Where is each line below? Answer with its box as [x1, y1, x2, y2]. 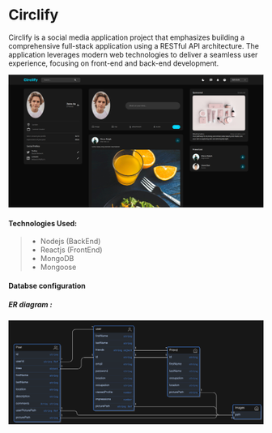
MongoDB [40, 254, 74, 264]
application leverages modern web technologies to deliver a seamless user [8, 49, 258, 59]
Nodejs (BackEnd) [40, 237, 101, 247]
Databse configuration [8, 281, 87, 291]
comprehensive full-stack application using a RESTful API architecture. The [8, 41, 259, 50]
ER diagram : [8, 299, 53, 309]
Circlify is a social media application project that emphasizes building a [8, 32, 245, 42]
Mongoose [40, 262, 77, 272]
